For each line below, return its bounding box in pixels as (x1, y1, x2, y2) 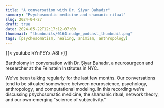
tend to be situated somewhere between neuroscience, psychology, (5, 80, 148, 87)
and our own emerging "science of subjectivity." (5, 96, 106, 102)
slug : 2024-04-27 (5, 17, 42, 22)
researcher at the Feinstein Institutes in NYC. (5, 65, 99, 71)
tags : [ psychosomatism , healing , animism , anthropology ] (5, 36, 128, 41)
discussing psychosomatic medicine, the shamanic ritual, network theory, (5, 91, 159, 97)
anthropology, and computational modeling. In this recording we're (5, 86, 145, 92)
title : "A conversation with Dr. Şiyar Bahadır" (5, 7, 110, 13)
